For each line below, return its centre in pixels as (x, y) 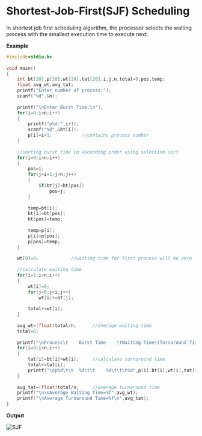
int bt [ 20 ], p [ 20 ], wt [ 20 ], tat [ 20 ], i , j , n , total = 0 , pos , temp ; (91, 79)
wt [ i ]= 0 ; (39, 286)
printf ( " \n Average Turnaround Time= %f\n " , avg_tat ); (83, 399)
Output (15, 416)
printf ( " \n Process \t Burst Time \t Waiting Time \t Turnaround (102, 342)
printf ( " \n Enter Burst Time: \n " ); (60, 107)
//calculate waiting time (50, 270)
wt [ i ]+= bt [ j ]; (56, 297)
